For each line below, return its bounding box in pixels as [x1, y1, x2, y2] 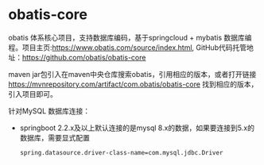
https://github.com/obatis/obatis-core [22, 52, 146, 62]
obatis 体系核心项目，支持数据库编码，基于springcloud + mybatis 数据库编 [8, 33, 252, 42]
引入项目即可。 [8, 89, 57, 98]
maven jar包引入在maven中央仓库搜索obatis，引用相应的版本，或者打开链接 [8, 69, 257, 79]
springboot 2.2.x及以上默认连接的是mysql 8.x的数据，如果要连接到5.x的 [19, 123, 254, 132]
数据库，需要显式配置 [19, 132, 90, 142]
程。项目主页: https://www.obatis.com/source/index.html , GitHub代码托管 [8, 42, 247, 52]
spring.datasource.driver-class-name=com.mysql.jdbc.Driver [19, 148, 223, 156]
